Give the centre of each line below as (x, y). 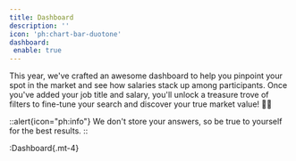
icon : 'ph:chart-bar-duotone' (66, 34)
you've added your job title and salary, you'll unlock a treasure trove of (140, 95)
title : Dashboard (42, 17)
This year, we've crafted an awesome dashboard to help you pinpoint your (146, 76)
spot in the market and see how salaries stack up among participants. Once (148, 85)
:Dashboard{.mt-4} (44, 149)
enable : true (38, 51)
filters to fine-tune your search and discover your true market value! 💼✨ (141, 104)
